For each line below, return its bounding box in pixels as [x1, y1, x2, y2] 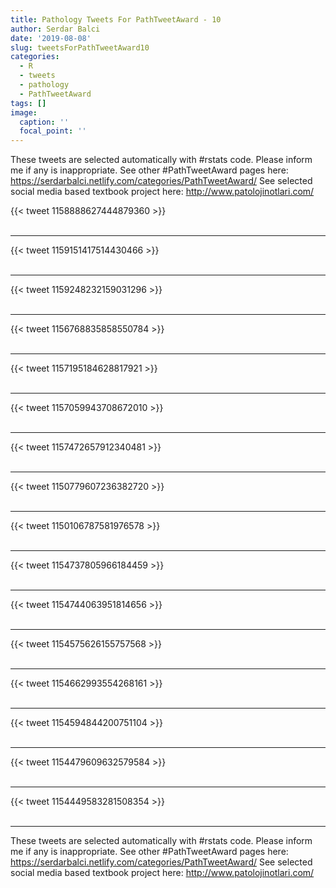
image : [10, 107, 38, 118]
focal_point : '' [19, 126, 87, 136]
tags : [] [10, 98, 47, 108]
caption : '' [19, 117, 70, 127]
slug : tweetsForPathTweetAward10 [10, 42, 150, 53]
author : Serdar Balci [10, 24, 101, 34]
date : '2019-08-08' [10, 33, 92, 43]
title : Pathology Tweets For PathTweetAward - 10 [10, 14, 222, 25]
